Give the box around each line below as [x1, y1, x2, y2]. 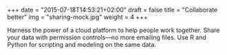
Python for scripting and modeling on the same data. [7, 41, 157, 48]
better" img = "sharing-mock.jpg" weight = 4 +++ [7, 13, 148, 21]
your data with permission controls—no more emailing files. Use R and [7, 33, 206, 41]
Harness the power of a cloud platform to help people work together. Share [7, 26, 220, 34]
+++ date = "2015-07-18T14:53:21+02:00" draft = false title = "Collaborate [7, 6, 218, 14]
